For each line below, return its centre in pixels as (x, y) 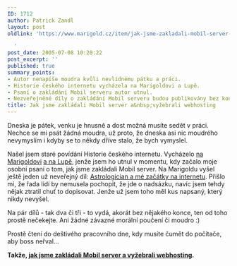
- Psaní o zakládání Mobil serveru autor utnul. (80, 92)
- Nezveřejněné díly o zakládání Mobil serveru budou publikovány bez (113, 99)
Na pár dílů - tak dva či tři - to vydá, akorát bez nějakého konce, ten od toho (117, 213)
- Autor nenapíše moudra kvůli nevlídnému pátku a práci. (94, 79)
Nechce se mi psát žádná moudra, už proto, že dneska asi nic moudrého (113, 133)
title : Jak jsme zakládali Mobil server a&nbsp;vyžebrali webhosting (112, 105)
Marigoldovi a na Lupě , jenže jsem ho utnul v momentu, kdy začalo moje (112, 162)
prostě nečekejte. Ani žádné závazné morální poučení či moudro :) (104, 220)
